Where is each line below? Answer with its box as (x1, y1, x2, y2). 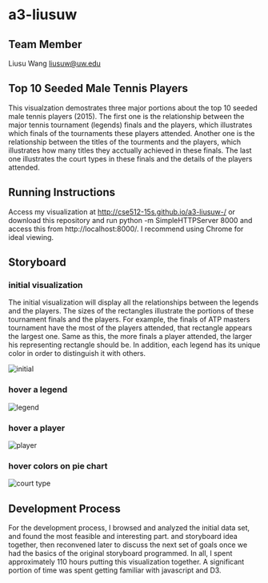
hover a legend (8, 384, 68, 395)
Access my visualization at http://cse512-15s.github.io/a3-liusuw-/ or (8, 206, 236, 217)
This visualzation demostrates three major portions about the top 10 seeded (8, 102, 258, 113)
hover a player (8, 422, 66, 433)
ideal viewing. (8, 232, 54, 242)
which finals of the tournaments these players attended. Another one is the (8, 128, 255, 138)
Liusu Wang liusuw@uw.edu (8, 58, 102, 68)
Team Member (8, 38, 82, 51)
